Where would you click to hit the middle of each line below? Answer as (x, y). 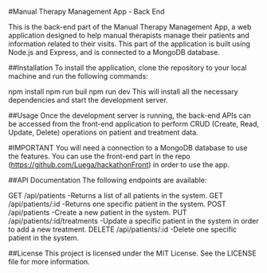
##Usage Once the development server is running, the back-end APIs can (130, 115)
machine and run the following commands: (79, 76)
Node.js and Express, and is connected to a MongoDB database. (114, 52)
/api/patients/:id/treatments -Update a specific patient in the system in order (133, 221)
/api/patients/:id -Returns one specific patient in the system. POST (117, 204)
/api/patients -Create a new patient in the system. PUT (98, 213)
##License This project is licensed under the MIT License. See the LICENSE (132, 253)
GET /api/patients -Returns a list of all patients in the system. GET (116, 195)
